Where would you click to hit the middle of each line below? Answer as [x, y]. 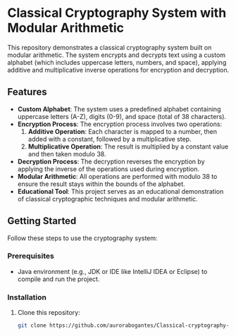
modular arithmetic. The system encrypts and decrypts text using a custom [117, 55]
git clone [32, 325]
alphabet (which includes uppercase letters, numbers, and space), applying [117, 62]
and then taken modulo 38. [67, 154]
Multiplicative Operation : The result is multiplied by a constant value [128, 147]
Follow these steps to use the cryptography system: [82, 238]
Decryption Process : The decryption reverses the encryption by [111, 161]
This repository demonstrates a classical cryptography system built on [110, 47]
